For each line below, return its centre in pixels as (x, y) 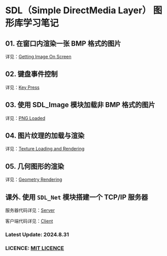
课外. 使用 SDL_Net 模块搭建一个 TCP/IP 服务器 (77, 197)
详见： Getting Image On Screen (39, 57)
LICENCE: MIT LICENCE (35, 248)
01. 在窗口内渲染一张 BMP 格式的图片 (63, 43)
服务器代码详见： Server (30, 210)
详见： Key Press (22, 87)
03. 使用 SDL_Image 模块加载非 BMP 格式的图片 (80, 105)
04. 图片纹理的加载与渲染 (45, 136)
